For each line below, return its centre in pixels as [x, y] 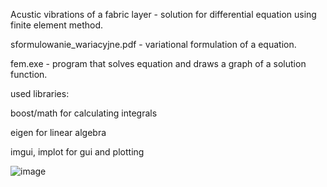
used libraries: [40, 93]
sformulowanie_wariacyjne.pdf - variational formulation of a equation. [153, 44]
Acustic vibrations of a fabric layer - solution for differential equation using [163, 14]
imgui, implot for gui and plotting [77, 152]
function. [29, 74]
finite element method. [56, 25]
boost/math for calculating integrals [84, 113]
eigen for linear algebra [58, 132]
